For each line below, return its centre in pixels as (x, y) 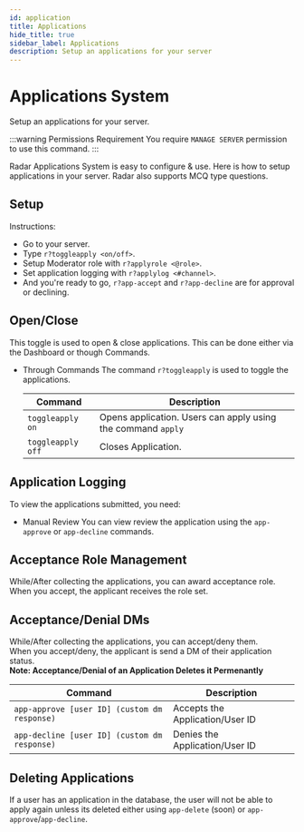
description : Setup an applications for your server (111, 52)
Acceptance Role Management (98, 559)
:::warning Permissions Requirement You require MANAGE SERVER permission (148, 139)
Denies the (196, 734)
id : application (40, 18)
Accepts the (199, 709)
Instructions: (33, 226)
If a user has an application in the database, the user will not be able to (141, 799)
